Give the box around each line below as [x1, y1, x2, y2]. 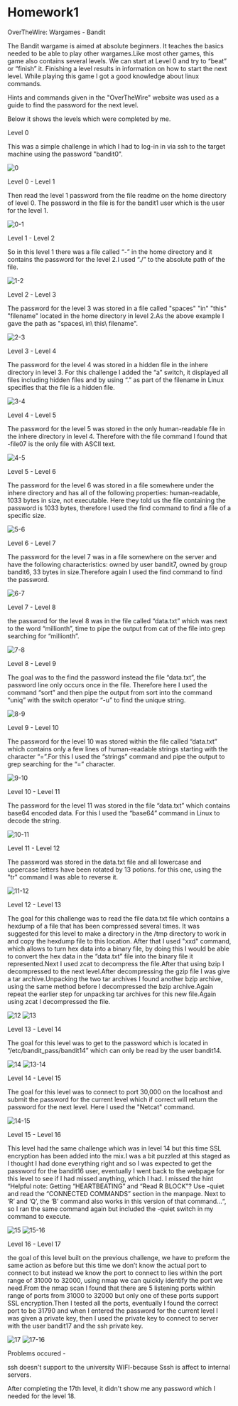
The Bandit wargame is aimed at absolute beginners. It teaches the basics [7, 41, 224, 50]
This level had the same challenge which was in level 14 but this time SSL [7, 1143, 222, 1153]
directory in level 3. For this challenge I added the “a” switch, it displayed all [7, 368, 229, 376]
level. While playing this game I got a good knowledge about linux [7, 72, 200, 80]
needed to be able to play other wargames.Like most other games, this [7, 49, 215, 58]
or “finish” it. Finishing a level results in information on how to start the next [7, 64, 227, 73]
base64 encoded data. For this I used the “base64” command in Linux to [7, 808, 220, 817]
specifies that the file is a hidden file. [7, 383, 115, 391]
